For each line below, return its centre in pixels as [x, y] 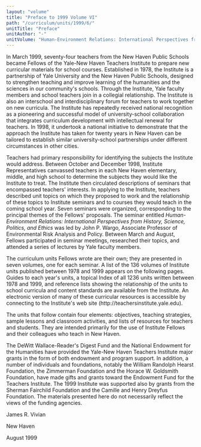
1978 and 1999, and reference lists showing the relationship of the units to [97, 284]
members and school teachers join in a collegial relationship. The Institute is [100, 95]
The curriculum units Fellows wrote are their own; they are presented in [94, 258]
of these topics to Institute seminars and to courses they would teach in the [99, 202]
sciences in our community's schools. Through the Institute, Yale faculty [95, 88]
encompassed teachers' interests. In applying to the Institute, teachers [93, 189]
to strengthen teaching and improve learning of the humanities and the [93, 82]
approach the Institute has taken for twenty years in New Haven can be [94, 133]
